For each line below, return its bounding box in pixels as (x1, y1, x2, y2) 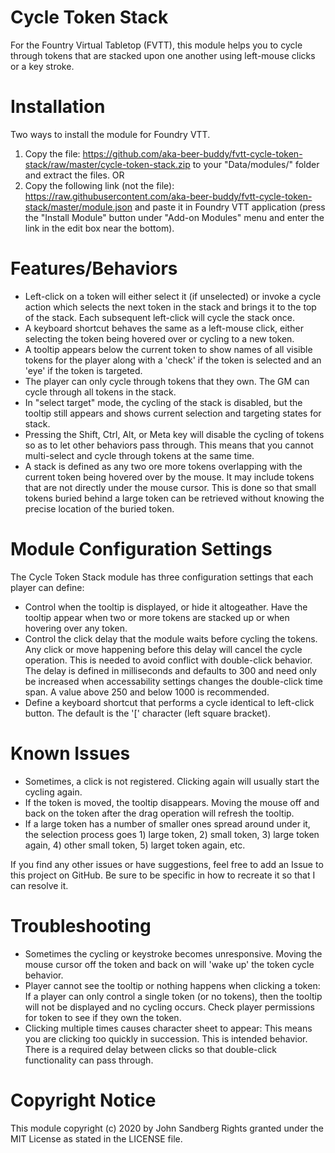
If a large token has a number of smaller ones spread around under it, (24, 817, 311, 830)
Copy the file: (24, 147, 81, 160)
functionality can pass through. (24, 1054, 154, 1066)
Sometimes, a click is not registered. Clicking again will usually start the (24, 775, 320, 787)
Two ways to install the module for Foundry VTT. (10, 128, 211, 140)
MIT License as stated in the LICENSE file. (10, 1132, 183, 1145)
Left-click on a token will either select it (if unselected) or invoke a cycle (24, 290, 322, 302)
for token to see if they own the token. (24, 1011, 182, 1023)
